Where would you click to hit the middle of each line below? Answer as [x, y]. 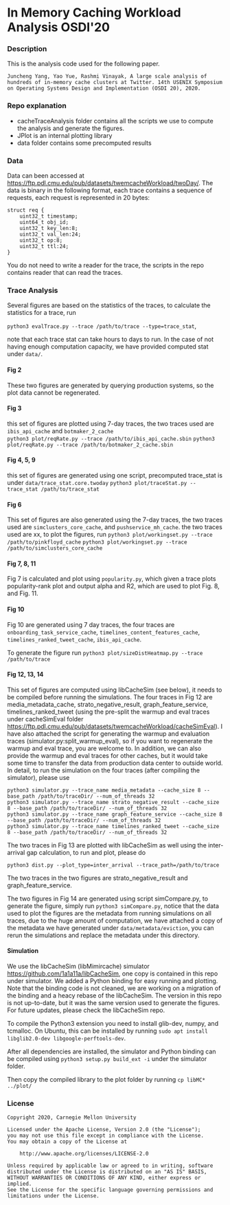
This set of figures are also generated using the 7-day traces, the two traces [115, 520]
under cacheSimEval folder [45, 719]
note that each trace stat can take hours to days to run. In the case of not [111, 340]
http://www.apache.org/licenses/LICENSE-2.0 [84, 1154]
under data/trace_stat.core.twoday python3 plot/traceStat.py [97, 482]
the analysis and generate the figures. [71, 128]
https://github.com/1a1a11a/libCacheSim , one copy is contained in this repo [113, 974]
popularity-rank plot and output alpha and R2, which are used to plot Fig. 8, [113, 586]
